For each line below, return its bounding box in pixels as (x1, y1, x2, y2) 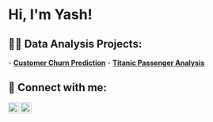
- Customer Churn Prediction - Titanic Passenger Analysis (8, 58, 205, 67)
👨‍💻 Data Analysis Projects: (8, 37, 143, 51)
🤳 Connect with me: (8, 81, 107, 94)
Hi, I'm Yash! (8, 6, 93, 24)
